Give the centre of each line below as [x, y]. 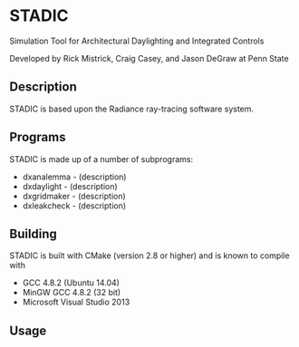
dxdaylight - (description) [70, 186]
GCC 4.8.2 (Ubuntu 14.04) [71, 283]
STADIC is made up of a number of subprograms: [101, 159]
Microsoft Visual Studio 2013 [76, 302]
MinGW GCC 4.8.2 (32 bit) [72, 293]
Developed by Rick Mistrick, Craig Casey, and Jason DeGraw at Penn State [149, 58]
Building [33, 233]
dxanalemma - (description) [74, 177]
